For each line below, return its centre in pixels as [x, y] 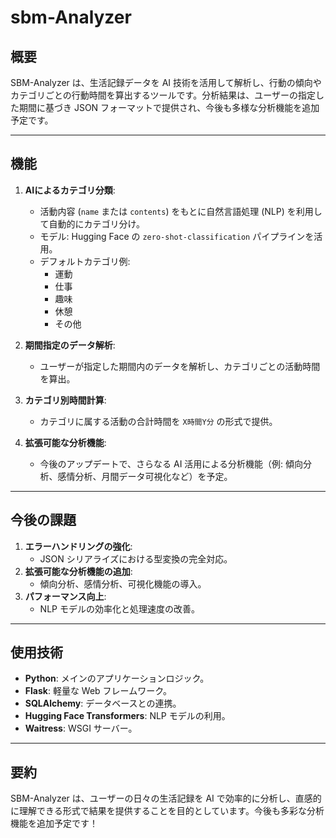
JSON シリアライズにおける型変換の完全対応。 [136, 558]
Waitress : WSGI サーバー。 [81, 728]
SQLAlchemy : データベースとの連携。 [103, 703]
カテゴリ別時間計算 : [65, 400]
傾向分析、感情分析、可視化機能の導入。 [123, 583]
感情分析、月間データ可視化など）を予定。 [145, 476]
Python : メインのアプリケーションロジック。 [117, 678]
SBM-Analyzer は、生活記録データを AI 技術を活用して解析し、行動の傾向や [166, 82]
